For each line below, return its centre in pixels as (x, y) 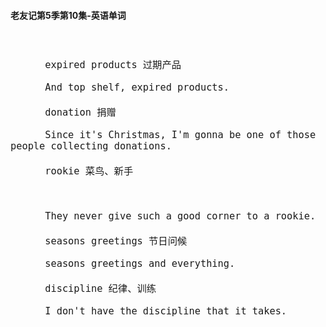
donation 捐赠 (80, 112)
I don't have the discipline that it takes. (166, 311)
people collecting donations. (91, 146)
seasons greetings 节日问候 (116, 241)
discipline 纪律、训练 (100, 289)
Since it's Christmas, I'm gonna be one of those (180, 135)
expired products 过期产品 (113, 65)
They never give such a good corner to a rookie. (180, 216)
